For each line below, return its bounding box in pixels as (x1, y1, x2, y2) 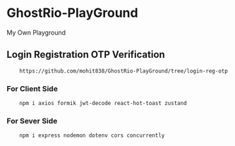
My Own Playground (6, 28, 66, 37)
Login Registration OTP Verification (6, 49, 165, 61)
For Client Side (6, 83, 58, 93)
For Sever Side (6, 116, 58, 126)
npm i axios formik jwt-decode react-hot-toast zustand (19, 100, 188, 107)
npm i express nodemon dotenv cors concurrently (19, 132, 165, 139)
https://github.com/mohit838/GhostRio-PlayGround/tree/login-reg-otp (19, 67, 229, 75)
